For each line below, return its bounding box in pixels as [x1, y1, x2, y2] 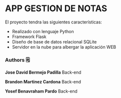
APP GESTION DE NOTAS [5, 3, 107, 14]
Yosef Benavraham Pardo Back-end [5, 88, 77, 94]
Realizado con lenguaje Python [12, 28, 74, 34]
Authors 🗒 [5, 57, 30, 63]
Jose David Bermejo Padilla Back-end [5, 69, 81, 76]
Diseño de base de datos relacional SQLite [12, 39, 97, 44]
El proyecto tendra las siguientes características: [5, 19, 102, 25]
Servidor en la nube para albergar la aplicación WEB [12, 44, 116, 50]
